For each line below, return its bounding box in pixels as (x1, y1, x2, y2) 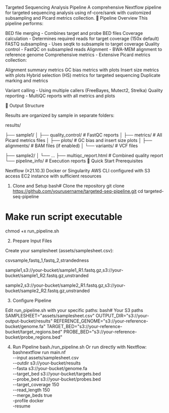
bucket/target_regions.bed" (5, 329, 63, 335)
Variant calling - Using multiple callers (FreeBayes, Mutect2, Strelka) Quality (5, 87, 163, 93)
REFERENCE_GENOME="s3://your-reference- (53, 318, 148, 324)
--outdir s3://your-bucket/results (12, 360, 81, 366)
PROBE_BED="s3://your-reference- (63, 329, 137, 335)
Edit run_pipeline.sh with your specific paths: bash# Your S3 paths (5, 307, 143, 313)
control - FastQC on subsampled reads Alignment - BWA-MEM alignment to (5, 47, 162, 52)
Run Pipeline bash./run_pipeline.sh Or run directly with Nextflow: (12, 344, 147, 350)
